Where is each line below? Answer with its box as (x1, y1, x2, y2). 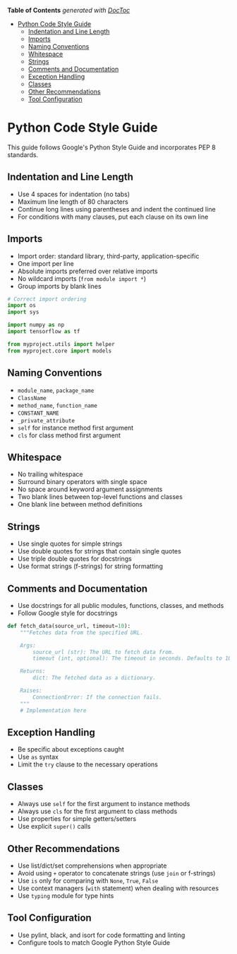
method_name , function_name (17, 401, 97, 409)
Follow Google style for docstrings (17, 609, 118, 617)
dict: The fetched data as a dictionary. (32, 674, 157, 682)
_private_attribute (17, 417, 75, 424)
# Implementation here (20, 707, 87, 714)
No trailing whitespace (17, 470, 83, 478)
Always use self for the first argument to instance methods (17, 800, 190, 808)
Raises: (20, 687, 42, 694)
